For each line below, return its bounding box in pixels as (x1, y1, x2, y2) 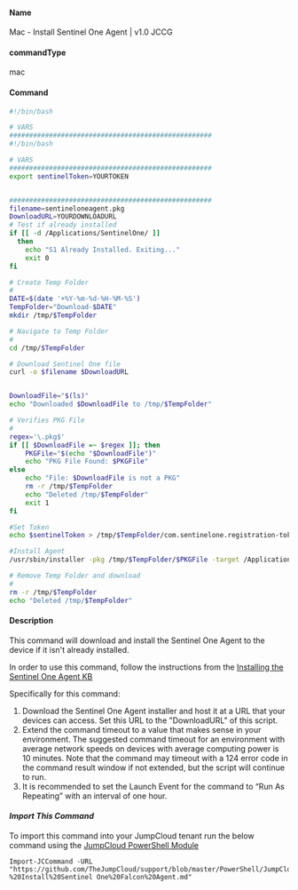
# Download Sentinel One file (9, 360, 122, 369)
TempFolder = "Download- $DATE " (9, 303, 117, 312)
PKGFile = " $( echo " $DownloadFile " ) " (25, 449, 157, 457)
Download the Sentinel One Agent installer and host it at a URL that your (21, 705, 286, 716)
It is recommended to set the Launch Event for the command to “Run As (21, 781, 286, 791)
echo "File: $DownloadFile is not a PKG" (25, 473, 180, 483)
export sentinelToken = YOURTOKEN (9, 171, 129, 181)
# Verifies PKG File (9, 416, 86, 425)
